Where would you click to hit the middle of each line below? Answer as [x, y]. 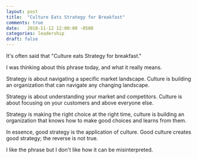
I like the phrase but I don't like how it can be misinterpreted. [80, 150]
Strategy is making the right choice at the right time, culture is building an [95, 114]
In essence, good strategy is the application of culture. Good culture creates [99, 132]
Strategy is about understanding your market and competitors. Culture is [94, 96]
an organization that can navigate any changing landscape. [78, 85]
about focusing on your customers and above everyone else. [80, 103]
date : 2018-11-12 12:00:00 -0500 [50, 28]
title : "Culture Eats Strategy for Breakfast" [66, 17]
